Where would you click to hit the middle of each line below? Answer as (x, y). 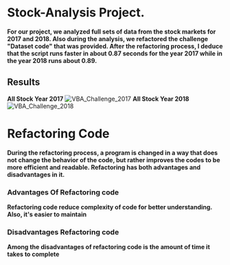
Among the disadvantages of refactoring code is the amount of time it (109, 247)
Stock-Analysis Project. (76, 13)
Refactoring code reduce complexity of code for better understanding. (110, 207)
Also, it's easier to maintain (47, 214)
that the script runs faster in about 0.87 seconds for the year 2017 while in (115, 53)
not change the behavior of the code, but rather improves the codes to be (114, 160)
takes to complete (33, 254)
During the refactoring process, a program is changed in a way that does (113, 153)
